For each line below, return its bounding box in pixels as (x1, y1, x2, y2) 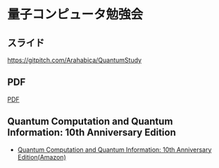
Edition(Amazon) (17, 152, 67, 161)
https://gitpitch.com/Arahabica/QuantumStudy (7, 56, 142, 64)
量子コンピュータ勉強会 (7, 6, 144, 23)
